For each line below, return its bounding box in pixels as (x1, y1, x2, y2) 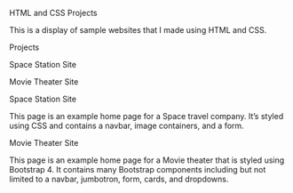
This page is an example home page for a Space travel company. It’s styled (9, 111, 284, 121)
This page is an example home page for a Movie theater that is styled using (9, 155, 285, 165)
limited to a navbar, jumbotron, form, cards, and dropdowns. (9, 173, 229, 184)
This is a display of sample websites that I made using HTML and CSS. (9, 25, 267, 35)
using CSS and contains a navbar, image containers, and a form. (9, 120, 244, 131)
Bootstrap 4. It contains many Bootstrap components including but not (9, 165, 266, 174)
